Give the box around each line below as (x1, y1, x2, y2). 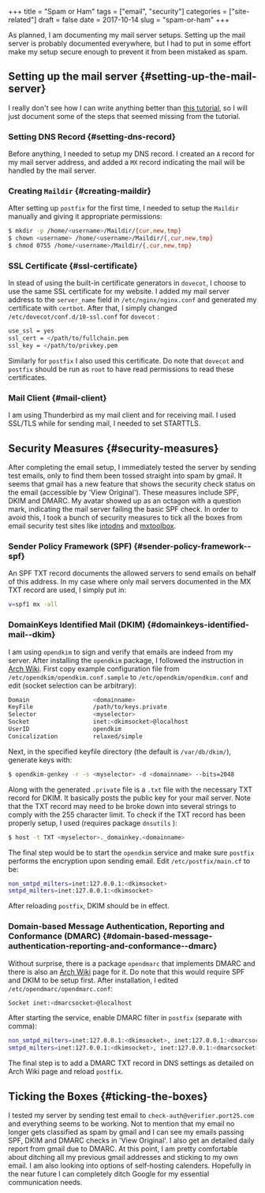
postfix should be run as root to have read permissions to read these (8, 364, 234, 374)
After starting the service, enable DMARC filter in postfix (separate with (8, 1013, 242, 1023)
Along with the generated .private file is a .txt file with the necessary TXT (8, 785, 252, 794)
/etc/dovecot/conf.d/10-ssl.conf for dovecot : (8, 311, 160, 322)
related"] (8, 15, 37, 24)
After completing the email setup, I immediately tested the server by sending (8, 463, 256, 472)
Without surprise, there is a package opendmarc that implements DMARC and (8, 958, 256, 968)
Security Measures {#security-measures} (8, 442, 219, 455)
